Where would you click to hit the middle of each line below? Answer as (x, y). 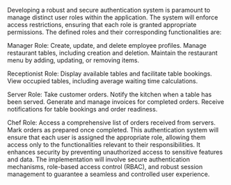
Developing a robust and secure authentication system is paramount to (109, 10)
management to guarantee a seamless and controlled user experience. (109, 174)
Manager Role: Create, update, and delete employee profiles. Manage (107, 45)
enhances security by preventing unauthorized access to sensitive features (115, 152)
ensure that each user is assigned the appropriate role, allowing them (107, 137)
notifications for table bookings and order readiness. (82, 109)
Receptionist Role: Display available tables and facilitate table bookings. (110, 73)
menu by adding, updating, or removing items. (73, 60)
